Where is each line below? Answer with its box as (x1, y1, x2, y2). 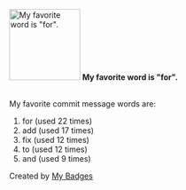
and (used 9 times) (21, 154, 91, 163)
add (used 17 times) (21, 125, 95, 136)
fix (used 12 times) (21, 135, 90, 145)
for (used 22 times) (21, 115, 93, 126)
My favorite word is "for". (81, 72, 179, 83)
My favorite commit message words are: (9, 99, 157, 109)
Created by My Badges (9, 170, 93, 181)
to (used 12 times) (21, 144, 89, 154)
